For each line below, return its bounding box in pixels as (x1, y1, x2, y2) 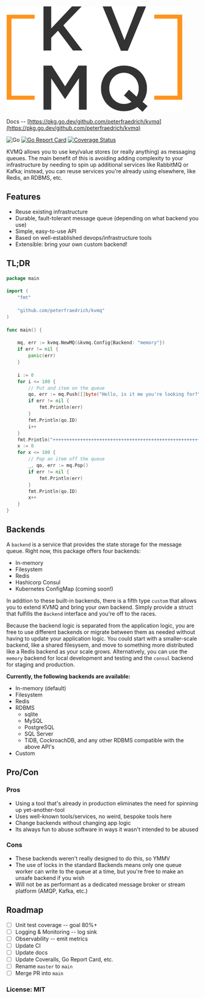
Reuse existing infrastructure (15, 208, 88, 215)
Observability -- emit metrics (15, 935, 88, 942)
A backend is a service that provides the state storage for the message (6, 540, 182, 548)
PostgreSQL (24, 723, 55, 731)
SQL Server (24, 730, 54, 737)
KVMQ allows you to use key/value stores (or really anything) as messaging (6, 148, 196, 155)
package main (6, 275, 40, 281)
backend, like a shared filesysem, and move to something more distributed (6, 641, 194, 649)
